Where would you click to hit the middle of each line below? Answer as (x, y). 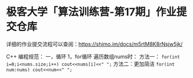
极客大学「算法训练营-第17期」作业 (91, 12)
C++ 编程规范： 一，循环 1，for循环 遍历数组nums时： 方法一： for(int (93, 56)
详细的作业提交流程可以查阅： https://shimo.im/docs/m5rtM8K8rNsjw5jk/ (94, 44)
